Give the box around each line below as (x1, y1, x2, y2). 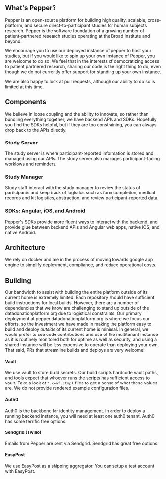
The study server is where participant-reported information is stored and (5, 150, 154, 156)
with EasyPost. (5, 468, 36, 474)
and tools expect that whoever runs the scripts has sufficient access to (5, 375, 150, 381)
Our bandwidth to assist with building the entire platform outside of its (5, 289, 148, 295)
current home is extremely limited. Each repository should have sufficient (5, 294, 155, 301)
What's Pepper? (5, 4, 56, 12)
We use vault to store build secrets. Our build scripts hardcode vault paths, (5, 370, 158, 376)
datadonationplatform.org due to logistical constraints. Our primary (5, 310, 142, 316)
